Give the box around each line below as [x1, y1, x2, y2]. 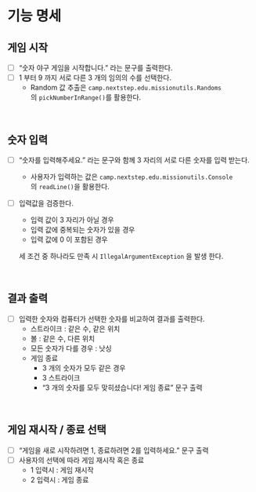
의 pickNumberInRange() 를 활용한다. [30, 93, 142, 102]
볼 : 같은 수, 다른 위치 [30, 333, 96, 343]
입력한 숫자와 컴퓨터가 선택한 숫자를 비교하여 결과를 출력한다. [18, 314, 205, 323]
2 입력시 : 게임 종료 [30, 475, 89, 484]
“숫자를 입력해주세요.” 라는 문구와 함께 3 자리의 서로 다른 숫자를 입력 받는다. [18, 155, 250, 165]
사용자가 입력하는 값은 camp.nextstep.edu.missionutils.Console [30, 172, 233, 181]
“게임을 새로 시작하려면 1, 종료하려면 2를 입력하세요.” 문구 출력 [18, 445, 209, 455]
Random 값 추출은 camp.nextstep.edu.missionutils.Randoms [30, 83, 222, 93]
